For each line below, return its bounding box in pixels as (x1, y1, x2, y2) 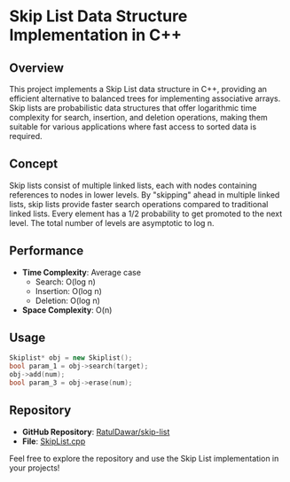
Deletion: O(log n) (35, 295, 100, 306)
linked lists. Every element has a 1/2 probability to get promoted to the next (9, 208, 283, 219)
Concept (9, 157, 59, 172)
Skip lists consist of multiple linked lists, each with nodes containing (9, 180, 257, 190)
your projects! (9, 463, 60, 473)
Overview (9, 60, 65, 75)
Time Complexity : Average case (21, 267, 142, 277)
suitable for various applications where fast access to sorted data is (9, 121, 257, 132)
